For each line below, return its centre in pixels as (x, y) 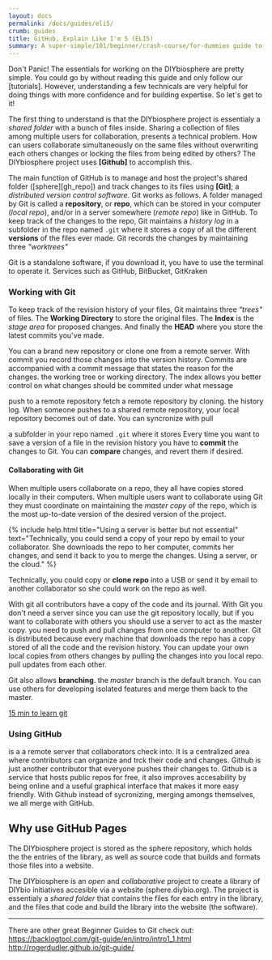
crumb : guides (32, 31)
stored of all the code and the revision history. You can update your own (129, 647)
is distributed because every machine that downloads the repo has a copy (132, 638)
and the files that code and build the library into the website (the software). (133, 907)
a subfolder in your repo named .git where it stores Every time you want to (134, 434)
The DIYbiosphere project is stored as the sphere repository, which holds (130, 848)
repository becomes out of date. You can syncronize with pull (111, 419)
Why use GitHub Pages (68, 828)
